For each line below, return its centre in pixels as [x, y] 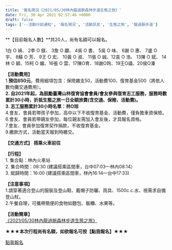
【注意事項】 [19, 184]
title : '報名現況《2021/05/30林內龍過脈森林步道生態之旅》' [63, 10]
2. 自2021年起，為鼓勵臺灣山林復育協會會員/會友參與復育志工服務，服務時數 [86, 93]
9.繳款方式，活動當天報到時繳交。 [41, 132]
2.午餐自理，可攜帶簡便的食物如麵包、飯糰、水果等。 [61, 203]
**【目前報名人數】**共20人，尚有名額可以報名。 [58, 40]
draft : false [19, 20]
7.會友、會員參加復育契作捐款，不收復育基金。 [54, 126]
